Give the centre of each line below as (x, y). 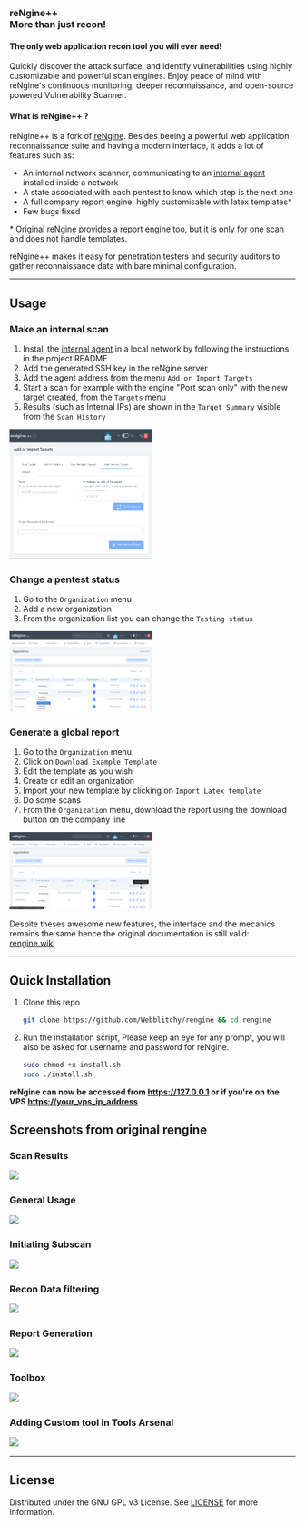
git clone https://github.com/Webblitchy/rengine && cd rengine (147, 1020)
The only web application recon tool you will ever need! (116, 46)
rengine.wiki (32, 944)
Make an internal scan (59, 329)
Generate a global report (64, 732)
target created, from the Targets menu (94, 397)
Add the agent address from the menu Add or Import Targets (138, 378)
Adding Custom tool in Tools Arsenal (92, 1422)
